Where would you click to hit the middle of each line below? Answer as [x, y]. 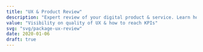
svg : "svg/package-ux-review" [44, 28]
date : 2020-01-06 [28, 34]
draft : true [21, 39]
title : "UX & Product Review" [44, 12]
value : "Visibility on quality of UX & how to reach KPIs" [82, 23]
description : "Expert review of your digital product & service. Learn [98, 17]
